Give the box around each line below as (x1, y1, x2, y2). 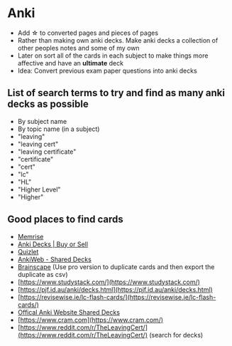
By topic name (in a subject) (17, 125, 100, 133)
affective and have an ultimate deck (17, 58, 124, 67)
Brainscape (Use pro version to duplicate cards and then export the (17, 262, 215, 271)
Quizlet (17, 247, 39, 256)
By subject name (17, 117, 67, 125)
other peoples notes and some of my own (17, 43, 140, 52)
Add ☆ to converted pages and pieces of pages (17, 28, 158, 37)
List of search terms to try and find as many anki (7, 87, 226, 99)
